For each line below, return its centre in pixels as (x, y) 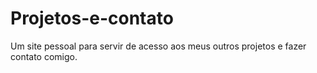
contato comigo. (44, 56)
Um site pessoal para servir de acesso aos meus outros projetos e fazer (158, 46)
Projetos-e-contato (92, 18)
